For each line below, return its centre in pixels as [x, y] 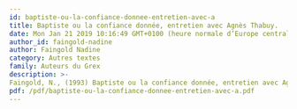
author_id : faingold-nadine [61, 42]
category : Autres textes [55, 58]
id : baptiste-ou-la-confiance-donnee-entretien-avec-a [112, 17]
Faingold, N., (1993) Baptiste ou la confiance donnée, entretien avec [144, 83]
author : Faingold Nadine [55, 50]
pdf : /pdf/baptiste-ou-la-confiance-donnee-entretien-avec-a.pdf [132, 91]
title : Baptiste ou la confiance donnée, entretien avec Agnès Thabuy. [144, 25]
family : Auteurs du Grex [55, 67]
